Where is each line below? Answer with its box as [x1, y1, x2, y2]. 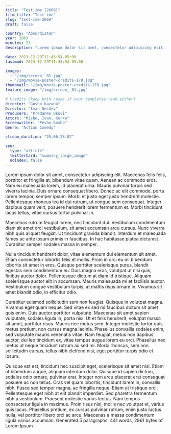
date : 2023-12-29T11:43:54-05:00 [5, 54, 77, 59]
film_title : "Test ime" [5, 12, 56, 17]
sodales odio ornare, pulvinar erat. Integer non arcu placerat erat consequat [5, 374, 165, 380]
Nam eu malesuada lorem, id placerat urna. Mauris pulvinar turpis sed [5, 182, 152, 189]
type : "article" [10, 148, 44, 153]
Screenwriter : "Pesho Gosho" [5, 120, 67, 126]
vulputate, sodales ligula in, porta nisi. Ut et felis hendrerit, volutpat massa [5, 315, 161, 322]
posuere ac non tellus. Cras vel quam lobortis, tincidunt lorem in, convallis [5, 379, 161, 385]
